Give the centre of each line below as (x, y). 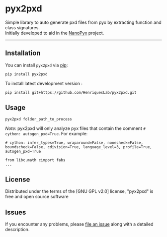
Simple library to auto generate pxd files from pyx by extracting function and (83, 22)
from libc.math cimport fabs (35, 160)
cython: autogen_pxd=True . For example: (46, 133)
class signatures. (22, 27)
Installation (23, 53)
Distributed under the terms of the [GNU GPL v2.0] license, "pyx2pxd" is (79, 191)
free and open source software (37, 197)
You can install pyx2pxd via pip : (37, 65)
